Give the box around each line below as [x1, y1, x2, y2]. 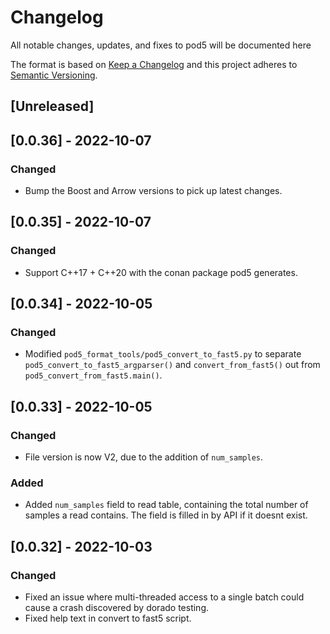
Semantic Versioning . [10, 69, 98, 81]
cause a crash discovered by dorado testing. [24, 602, 209, 614]
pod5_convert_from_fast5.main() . [24, 369, 163, 381]
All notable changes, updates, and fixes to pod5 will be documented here [10, 39, 312, 51]
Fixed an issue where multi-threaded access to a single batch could [24, 591, 305, 603]
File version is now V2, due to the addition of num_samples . [24, 451, 264, 463]
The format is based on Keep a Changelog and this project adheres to [10, 58, 298, 70]
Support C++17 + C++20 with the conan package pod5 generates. [24, 266, 298, 278]
